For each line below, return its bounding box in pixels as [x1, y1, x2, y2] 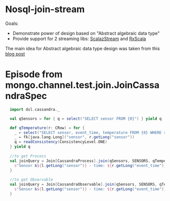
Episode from [5, 69, 63, 80]
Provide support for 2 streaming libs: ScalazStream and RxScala [12, 36, 146, 42]
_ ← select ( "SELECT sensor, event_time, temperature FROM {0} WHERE [14, 130, 162, 135]
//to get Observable [10, 177, 53, 182]
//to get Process [10, 153, 47, 158]
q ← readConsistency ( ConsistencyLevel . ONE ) [14, 140, 108, 145]
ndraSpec [5, 90, 47, 102]
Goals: [5, 20, 19, 26]
